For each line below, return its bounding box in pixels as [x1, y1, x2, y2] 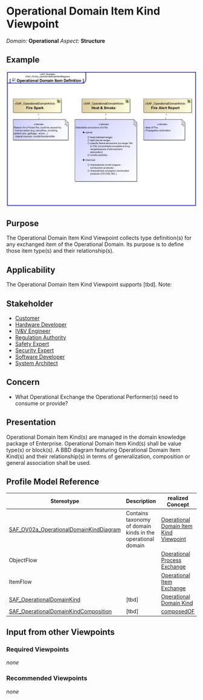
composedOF [161, 608, 195, 615]
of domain [126, 522, 152, 530]
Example [6, 55, 40, 65]
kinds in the [126, 529, 155, 536]
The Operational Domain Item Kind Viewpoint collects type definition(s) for [6, 235, 192, 242]
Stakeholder [6, 298, 53, 308]
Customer [14, 315, 40, 322]
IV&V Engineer [14, 327, 51, 335]
